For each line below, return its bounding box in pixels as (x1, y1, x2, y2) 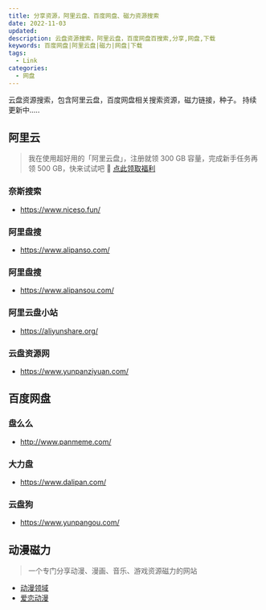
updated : (8, 27, 38, 35)
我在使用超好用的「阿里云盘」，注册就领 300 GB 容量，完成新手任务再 (27, 154, 259, 164)
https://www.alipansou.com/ (19, 285, 114, 295)
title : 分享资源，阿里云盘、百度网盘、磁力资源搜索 (8, 11, 159, 20)
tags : (8, 49, 27, 57)
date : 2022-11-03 (8, 19, 67, 27)
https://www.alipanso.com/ (19, 245, 110, 255)
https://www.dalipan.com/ (19, 477, 107, 487)
